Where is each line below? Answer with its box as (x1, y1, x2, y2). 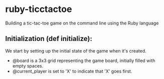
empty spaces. (12, 62, 44, 68)
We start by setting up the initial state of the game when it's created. (5, 47, 146, 53)
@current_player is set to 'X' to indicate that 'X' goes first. (12, 68, 132, 74)
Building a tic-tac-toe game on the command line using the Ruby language (5, 20, 159, 26)
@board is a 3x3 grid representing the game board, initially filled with (12, 57, 155, 63)
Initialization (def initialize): (5, 34, 93, 43)
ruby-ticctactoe (5, 3, 72, 15)
